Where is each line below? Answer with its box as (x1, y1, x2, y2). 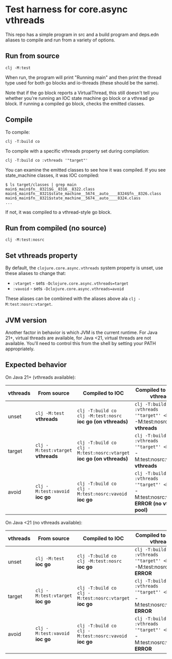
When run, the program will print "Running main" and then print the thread (5, 74, 162, 80)
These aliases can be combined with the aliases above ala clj (5, 295, 136, 302)
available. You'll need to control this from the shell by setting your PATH (5, 341, 156, 346)
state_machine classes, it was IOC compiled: (5, 172, 100, 178)
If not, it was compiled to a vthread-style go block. (5, 209, 112, 215)
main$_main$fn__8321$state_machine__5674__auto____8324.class (5, 196, 141, 201)
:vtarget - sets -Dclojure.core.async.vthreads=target (12, 280, 129, 286)
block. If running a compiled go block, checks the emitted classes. (5, 100, 145, 107)
